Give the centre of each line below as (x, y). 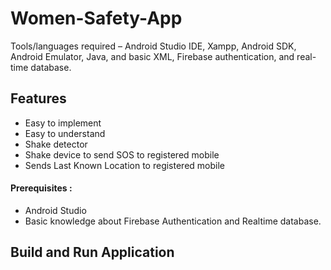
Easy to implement (63, 123)
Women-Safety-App (96, 18)
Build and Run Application (92, 252)
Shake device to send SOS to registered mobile (122, 154)
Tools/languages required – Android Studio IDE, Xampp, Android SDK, (153, 46)
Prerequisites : (41, 188)
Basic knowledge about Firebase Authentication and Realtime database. (173, 221)
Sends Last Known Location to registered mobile (124, 165)
